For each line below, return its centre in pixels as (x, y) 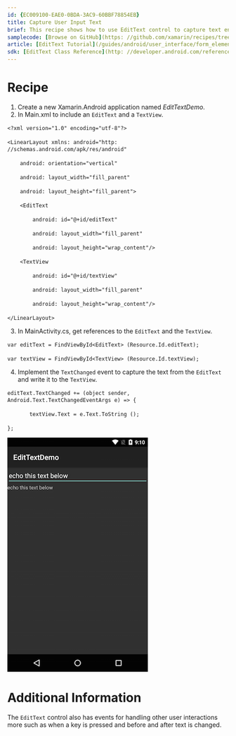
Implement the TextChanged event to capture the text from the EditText (119, 372)
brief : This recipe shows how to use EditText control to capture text (114, 30)
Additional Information (74, 698)
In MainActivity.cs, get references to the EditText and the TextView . (115, 331)
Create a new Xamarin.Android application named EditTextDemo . (111, 107)
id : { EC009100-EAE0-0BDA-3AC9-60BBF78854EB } (73, 15)
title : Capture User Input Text (54, 22)
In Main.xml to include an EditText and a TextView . (90, 114)
